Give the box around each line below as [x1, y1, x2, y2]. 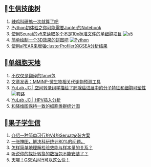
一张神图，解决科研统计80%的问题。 [11, 139, 86, 145]
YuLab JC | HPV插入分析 [11, 97, 61, 103]
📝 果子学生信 [4, 119, 41, 127]
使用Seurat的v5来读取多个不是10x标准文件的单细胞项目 [11, 31, 122, 37]
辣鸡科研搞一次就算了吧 [11, 19, 59, 24]
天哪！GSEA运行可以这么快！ [11, 157, 70, 163]
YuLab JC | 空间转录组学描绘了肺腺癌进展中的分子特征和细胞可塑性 [11, 84, 147, 90]
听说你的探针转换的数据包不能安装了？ [11, 151, 88, 157]
